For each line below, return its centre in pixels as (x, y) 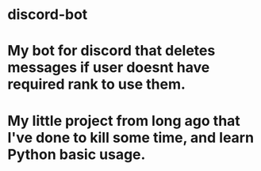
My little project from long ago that (124, 121)
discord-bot (48, 15)
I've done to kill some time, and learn (131, 137)
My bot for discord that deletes (111, 51)
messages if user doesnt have (109, 68)
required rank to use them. (96, 84)
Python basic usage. (77, 154)
